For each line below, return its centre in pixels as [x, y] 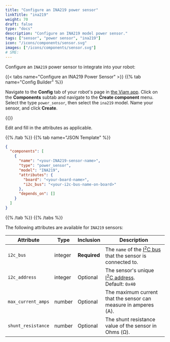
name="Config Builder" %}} [34, 82]
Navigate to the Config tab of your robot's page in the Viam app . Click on [81, 92]
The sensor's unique [130, 271]
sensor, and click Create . [31, 108]
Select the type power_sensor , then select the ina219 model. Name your [79, 102]
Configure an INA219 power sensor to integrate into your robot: [70, 67]
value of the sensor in [131, 326]
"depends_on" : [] [37, 194]
